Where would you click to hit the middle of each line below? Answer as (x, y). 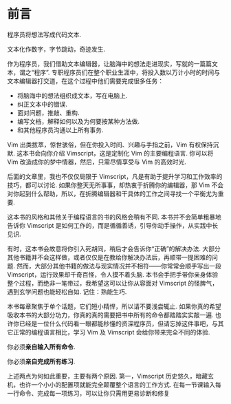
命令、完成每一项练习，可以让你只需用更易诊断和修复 (94, 393)
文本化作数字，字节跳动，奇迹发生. (56, 49)
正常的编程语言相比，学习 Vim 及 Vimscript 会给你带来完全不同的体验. (111, 332)
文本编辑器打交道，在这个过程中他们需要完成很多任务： (85, 81)
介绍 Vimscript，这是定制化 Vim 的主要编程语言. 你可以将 (133, 153)
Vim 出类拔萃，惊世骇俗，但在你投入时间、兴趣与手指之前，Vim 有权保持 (110, 145)
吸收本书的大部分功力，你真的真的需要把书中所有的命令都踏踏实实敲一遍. (111, 315)
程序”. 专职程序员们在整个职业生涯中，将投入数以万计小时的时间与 (127, 72)
